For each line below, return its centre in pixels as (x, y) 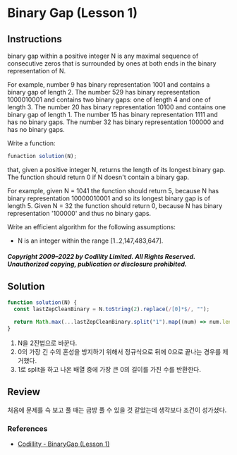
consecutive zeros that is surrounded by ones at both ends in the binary (112, 63)
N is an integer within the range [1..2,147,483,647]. (90, 241)
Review (24, 392)
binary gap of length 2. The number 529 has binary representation (104, 92)
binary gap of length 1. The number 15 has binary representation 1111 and (113, 115)
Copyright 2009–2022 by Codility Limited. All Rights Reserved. (102, 257)
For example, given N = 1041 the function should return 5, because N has (113, 190)
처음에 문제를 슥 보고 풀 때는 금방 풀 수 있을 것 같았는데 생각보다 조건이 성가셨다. (117, 410)
